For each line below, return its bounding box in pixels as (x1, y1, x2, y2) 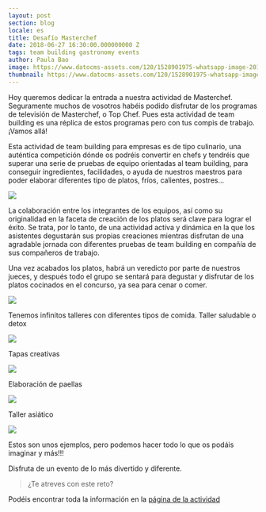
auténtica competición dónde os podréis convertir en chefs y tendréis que (8, 150, 250, 160)
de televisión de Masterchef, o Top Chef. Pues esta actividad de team (8, 109, 235, 119)
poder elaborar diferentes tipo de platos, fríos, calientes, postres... (8, 175, 225, 185)
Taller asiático (8, 410, 54, 419)
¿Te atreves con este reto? (27, 479, 114, 488)
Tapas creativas (8, 348, 60, 358)
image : (8, 64, 30, 71)
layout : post (8, 11, 51, 20)
